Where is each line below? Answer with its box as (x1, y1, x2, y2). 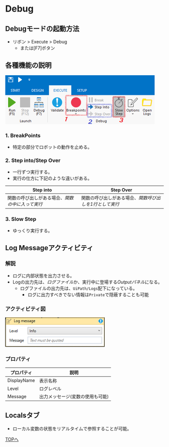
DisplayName (7, 377, 35, 383)
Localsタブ (5, 411, 40, 420)
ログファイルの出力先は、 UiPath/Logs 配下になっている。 (20, 285, 137, 291)
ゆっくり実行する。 (12, 228, 53, 234)
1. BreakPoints (5, 132, 41, 139)
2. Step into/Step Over (5, 157, 61, 164)
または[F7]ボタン (20, 45, 55, 51)
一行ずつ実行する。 (12, 169, 53, 175)
